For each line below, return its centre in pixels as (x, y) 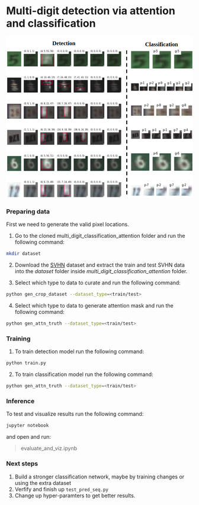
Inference (20, 402)
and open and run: (29, 437)
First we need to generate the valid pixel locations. (68, 224)
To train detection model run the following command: (79, 352)
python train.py (26, 363)
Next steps (22, 464)
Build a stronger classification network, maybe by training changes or (99, 477)
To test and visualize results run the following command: (75, 414)
